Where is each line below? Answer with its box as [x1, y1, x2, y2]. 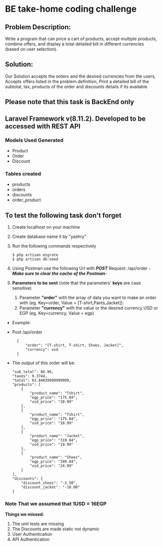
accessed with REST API [5, 122, 81, 130]
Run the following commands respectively [12, 243, 96, 249]
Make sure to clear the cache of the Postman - [12, 271, 108, 276]
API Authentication [12, 536, 50, 543]
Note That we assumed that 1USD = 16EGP [5, 500, 107, 507]
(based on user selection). [5, 46, 58, 52]
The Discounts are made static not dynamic [12, 526, 100, 532]
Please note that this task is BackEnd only [5, 98, 134, 106]
